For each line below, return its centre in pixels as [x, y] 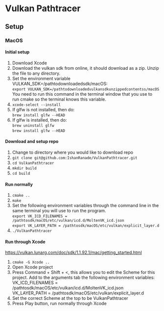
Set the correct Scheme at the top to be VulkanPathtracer [70, 298]
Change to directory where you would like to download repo [73, 152]
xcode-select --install [36, 105]
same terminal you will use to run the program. [59, 211]
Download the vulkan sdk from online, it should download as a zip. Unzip [85, 68]
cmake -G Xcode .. [31, 262]
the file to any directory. [36, 73]
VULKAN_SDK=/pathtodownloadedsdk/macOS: [60, 83]
